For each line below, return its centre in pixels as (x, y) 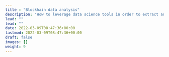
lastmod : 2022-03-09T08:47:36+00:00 (44, 33)
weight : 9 (16, 47)
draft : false (19, 38)
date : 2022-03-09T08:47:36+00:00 (40, 28)
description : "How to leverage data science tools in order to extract (82, 14)
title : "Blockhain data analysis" (43, 10)
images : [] (17, 42)
